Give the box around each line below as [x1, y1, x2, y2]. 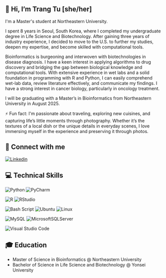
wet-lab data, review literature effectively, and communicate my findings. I [5, 80, 158, 86]
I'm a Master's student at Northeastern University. [5, 18, 108, 24]
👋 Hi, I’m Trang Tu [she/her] [5, 5, 92, 13]
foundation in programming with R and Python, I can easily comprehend [5, 74, 153, 80]
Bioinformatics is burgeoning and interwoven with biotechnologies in [5, 53, 146, 59]
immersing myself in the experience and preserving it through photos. [5, 128, 149, 134]
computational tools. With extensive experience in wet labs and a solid [5, 69, 150, 75]
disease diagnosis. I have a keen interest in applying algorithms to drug [5, 58, 151, 65]
